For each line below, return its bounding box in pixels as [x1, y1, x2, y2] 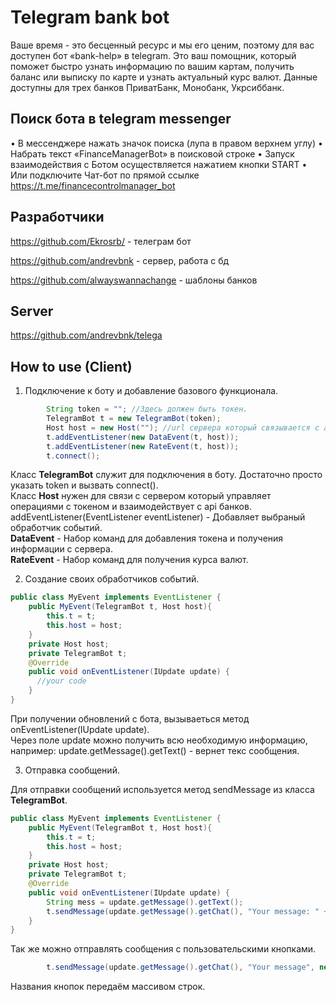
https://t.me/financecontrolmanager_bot [10, 179, 176, 191]
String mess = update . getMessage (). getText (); [46, 897, 244, 907]
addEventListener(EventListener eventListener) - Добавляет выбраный [10, 511, 306, 523]
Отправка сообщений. [24, 764, 120, 776]
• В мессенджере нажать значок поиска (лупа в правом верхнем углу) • [10, 137, 323, 149]
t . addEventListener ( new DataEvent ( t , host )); [46, 432, 240, 442]
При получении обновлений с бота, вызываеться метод [10, 712, 250, 725]
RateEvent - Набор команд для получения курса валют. [10, 554, 249, 566]
